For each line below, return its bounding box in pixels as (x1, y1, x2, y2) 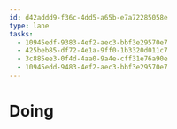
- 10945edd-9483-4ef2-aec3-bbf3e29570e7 (17, 63, 168, 72)
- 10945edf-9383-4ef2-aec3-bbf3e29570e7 (17, 37, 168, 47)
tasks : (9, 29, 34, 38)
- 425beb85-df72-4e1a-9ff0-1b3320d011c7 (17, 46, 168, 55)
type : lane (9, 21, 50, 30)
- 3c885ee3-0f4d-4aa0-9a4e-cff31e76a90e (17, 54, 168, 63)
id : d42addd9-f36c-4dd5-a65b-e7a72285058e (9, 12, 168, 22)
